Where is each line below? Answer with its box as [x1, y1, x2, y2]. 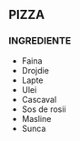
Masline [21, 113, 52, 124]
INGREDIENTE [8, 35, 72, 47]
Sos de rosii [21, 104, 66, 115]
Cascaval [21, 94, 57, 105]
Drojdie [21, 65, 49, 76]
